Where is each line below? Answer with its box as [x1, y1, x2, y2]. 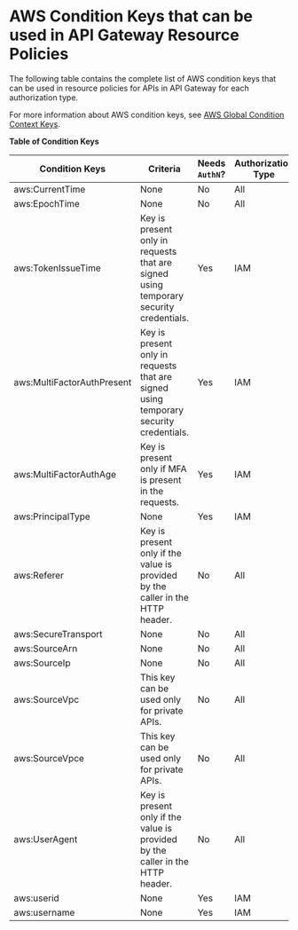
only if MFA [140, 462, 188, 475]
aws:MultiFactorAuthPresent [13, 375, 132, 388]
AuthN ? [197, 168, 226, 180]
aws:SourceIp [13, 657, 71, 669]
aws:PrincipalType [13, 510, 90, 523]
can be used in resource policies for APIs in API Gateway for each [9, 83, 250, 93]
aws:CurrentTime [13, 183, 86, 195]
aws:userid [13, 892, 59, 904]
